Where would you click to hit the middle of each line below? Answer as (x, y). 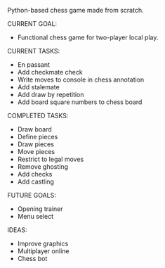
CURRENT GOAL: (32, 24)
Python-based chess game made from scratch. (75, 10)
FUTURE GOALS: (32, 195)
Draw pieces (36, 144)
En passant (34, 65)
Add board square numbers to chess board (80, 102)
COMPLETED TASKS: (38, 116)
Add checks (35, 174)
